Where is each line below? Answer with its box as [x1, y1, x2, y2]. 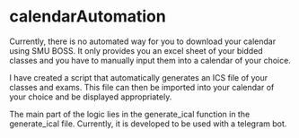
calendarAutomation [9, 6, 166, 27]
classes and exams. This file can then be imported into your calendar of [9, 82, 275, 92]
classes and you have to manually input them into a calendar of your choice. [9, 55, 292, 65]
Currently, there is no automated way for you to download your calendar [9, 36, 277, 47]
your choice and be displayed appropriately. [9, 91, 172, 102]
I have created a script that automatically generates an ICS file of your [9, 72, 268, 82]
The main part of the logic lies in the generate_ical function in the [9, 108, 251, 119]
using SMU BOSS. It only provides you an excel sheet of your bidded [9, 45, 263, 56]
